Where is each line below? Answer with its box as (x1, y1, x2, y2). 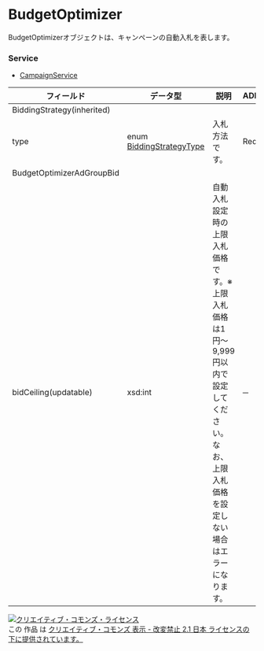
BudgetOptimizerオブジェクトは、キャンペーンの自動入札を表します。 (8, 32, 234, 42)
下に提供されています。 (8, 634, 84, 644)
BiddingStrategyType (126, 141, 205, 152)
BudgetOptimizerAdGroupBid (12, 168, 119, 179)
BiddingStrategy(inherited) (12, 105, 111, 116)
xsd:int (126, 387, 152, 398)
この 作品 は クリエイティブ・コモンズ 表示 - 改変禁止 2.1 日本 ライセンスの (8, 624, 250, 634)
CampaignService (19, 71, 79, 80)
